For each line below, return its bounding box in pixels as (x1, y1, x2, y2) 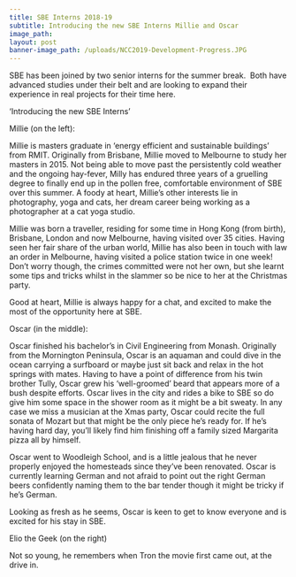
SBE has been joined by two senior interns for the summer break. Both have (9, 70, 287, 81)
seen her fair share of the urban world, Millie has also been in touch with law (9, 242, 287, 253)
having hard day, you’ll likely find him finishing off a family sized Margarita (9, 426, 278, 436)
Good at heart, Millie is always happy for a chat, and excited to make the (9, 297, 272, 308)
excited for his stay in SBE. (9, 516, 106, 527)
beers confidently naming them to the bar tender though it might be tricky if (9, 480, 285, 491)
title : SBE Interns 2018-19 (9, 12, 113, 22)
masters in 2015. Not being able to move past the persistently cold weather (9, 159, 282, 170)
